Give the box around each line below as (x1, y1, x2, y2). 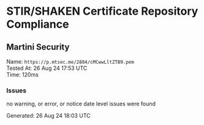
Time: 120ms (6, 71, 39, 78)
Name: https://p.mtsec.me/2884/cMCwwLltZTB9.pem (6, 58, 135, 65)
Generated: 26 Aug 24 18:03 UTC (6, 112, 91, 119)
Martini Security (6, 42, 70, 52)
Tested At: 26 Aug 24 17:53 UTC (6, 64, 88, 72)
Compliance (6, 17, 69, 31)
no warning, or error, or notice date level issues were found (6, 100, 156, 108)
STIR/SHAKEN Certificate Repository (6, 4, 198, 18)
